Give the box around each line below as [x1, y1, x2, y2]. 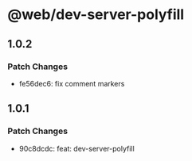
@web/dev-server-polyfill [7, 6, 185, 24]
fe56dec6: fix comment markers [18, 79, 125, 88]
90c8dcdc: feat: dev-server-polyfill [18, 144, 135, 153]
